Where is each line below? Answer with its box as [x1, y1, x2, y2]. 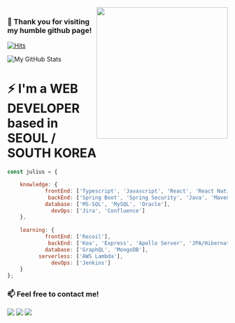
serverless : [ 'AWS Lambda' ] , [38, 252, 124, 260]
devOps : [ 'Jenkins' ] [51, 259, 111, 266]
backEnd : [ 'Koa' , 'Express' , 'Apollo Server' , [48, 240, 187, 247]
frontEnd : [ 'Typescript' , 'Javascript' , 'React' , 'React [44, 187, 215, 195]
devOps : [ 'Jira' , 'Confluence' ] [51, 207, 145, 214]
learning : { [20, 227, 55, 234]
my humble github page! [7, 25, 92, 35]
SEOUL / [7, 130, 56, 146]
